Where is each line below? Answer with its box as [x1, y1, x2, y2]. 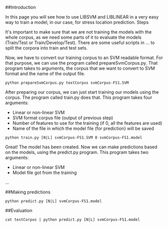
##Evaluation [5, 207, 33, 213]
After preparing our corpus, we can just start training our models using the [5, 89, 159, 95]
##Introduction [5, 5, 36, 10]
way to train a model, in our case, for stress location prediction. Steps [5, 20, 149, 25]
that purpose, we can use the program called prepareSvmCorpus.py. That [5, 60, 158, 66]
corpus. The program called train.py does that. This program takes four [5, 95, 152, 100]
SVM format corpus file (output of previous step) [12, 115, 113, 121]
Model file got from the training [12, 170, 77, 175]
